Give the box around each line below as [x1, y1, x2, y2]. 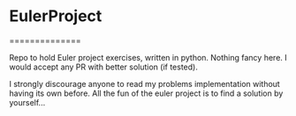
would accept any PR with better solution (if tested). [9, 62, 199, 72]
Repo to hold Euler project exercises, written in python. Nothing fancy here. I [9, 52, 287, 62]
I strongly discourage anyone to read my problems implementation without [9, 78, 280, 89]
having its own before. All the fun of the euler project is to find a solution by [9, 88, 284, 98]
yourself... [9, 97, 46, 107]
